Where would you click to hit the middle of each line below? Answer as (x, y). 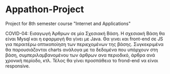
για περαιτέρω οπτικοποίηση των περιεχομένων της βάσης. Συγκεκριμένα (84, 44)
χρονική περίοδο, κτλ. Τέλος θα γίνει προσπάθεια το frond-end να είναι (82, 60)
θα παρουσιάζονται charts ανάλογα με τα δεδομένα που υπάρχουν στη (82, 50)
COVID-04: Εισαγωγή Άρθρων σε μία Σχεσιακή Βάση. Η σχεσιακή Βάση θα (85, 33)
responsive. (18, 66)
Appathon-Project (45, 9)
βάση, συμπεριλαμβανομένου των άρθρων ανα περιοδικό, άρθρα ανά (80, 55)
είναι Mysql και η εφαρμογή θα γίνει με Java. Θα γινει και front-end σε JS (84, 39)
